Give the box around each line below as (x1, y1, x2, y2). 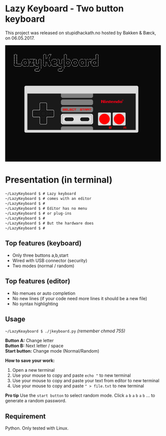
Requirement (5, 412, 46, 420)
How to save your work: (5, 357, 55, 363)
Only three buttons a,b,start (12, 252, 69, 258)
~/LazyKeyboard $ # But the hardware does (5, 221, 94, 226)
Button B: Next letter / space (5, 343, 64, 349)
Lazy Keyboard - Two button (5, 3, 124, 14)
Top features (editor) (5, 277, 71, 285)
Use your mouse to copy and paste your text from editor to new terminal (12, 378, 160, 384)
